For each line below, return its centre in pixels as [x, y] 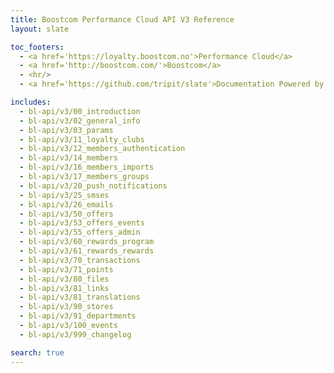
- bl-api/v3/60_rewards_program [87, 242]
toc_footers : [37, 47]
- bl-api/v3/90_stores [66, 307]
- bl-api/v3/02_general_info [80, 121]
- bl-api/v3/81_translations [80, 297]
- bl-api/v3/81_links [64, 288]
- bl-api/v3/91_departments [78, 316]
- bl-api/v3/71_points [66, 269]
